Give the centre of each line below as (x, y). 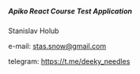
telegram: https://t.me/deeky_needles (69, 61)
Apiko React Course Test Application (70, 11)
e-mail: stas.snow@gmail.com (57, 46)
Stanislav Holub (34, 31)
